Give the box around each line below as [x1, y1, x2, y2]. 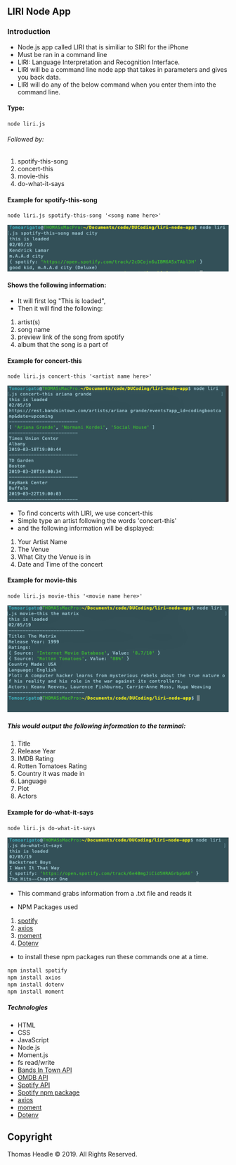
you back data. [17, 73, 61, 81]
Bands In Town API [17, 1066, 72, 1074]
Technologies [7, 1003, 48, 1011]
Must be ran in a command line [17, 50, 107, 58]
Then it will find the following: [17, 304, 103, 312]
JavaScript [17, 1036, 49, 1044]
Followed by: [7, 135, 44, 144]
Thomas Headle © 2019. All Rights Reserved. [7, 1149, 138, 1158]
